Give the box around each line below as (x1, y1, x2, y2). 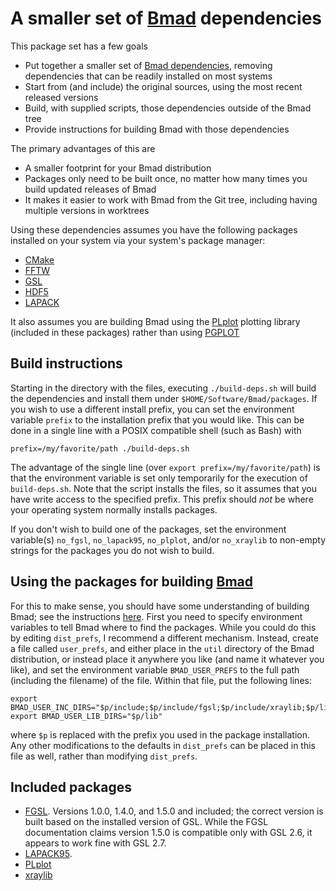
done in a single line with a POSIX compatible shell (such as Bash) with (10, 424, 302, 436)
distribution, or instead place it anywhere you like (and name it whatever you (10, 653, 325, 665)
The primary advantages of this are (10, 142, 156, 154)
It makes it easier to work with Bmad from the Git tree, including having (24, 193, 318, 206)
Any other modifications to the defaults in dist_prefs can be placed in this (10, 739, 316, 751)
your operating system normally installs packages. (10, 503, 218, 516)
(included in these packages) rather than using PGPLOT (10, 326, 240, 338)
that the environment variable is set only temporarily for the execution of (10, 472, 308, 484)
